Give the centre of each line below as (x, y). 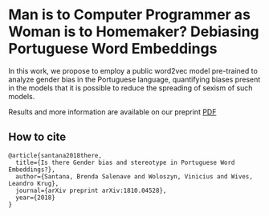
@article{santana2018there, (55, 155)
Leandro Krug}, (34, 183)
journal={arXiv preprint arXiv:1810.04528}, (91, 190)
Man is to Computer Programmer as (130, 15)
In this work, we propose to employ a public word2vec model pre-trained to (133, 70)
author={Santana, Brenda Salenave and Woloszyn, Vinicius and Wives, (134, 176)
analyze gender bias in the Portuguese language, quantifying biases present (134, 79)
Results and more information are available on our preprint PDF (112, 112)
